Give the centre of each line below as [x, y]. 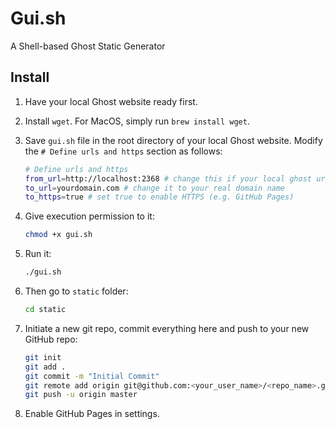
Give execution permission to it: [89, 216]
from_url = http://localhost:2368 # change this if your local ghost [168, 178]
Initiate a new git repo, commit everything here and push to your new [167, 328]
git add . [45, 367]
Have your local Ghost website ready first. [111, 101]
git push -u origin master [81, 395]
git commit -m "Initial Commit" [92, 376]
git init [43, 357]
